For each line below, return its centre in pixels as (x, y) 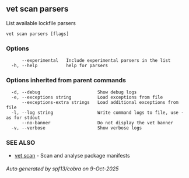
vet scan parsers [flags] (37, 34)
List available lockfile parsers (41, 23)
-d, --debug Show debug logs (74, 92)
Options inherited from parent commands (66, 81)
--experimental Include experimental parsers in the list (96, 61)
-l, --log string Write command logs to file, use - (97, 113)
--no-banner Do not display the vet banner (97, 123)
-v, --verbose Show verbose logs (77, 128)
